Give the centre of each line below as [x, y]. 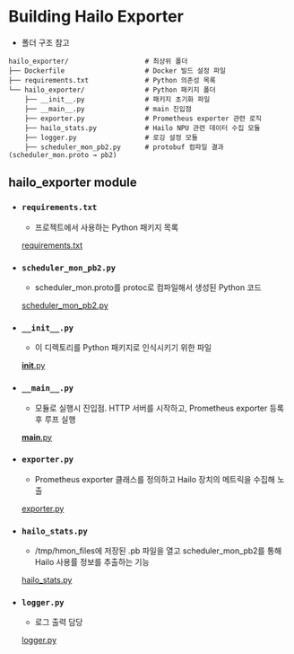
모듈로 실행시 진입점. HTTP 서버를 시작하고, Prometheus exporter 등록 [159, 408]
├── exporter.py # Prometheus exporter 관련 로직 [143, 119]
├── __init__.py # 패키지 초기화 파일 [117, 99]
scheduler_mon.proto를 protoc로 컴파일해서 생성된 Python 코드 [148, 287]
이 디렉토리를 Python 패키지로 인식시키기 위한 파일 [123, 348]
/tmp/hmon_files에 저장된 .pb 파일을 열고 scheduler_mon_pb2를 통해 [158, 551]
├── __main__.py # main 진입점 [108, 109]
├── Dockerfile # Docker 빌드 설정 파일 [117, 71]
